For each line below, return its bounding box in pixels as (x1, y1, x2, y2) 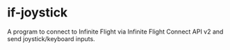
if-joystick (7, 5, 68, 21)
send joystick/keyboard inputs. (7, 34, 95, 42)
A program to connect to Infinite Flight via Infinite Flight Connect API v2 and (7, 27, 224, 36)
